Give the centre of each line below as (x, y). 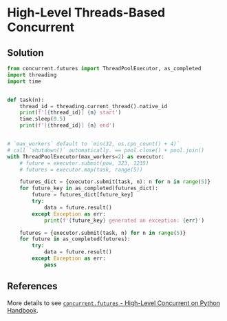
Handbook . (23, 310)
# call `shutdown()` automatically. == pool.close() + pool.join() (106, 150)
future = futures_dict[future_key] (83, 195)
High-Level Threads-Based (86, 13)
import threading (32, 75)
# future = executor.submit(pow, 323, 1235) (84, 163)
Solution (25, 53)
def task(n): (26, 100)
